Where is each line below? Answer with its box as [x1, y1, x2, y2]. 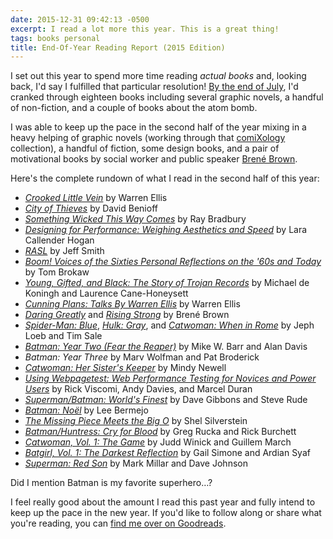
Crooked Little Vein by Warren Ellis [24, 192, 168, 204]
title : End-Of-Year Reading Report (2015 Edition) [10, 42, 226, 53]
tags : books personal [10, 33, 101, 43]
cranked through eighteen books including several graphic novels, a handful [10, 91, 324, 103]
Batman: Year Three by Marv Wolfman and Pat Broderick [24, 351, 260, 363]
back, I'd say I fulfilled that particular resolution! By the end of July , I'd [10, 81, 299, 93]
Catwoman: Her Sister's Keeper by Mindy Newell [24, 362, 227, 374]
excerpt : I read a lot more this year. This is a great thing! [10, 24, 280, 34]
